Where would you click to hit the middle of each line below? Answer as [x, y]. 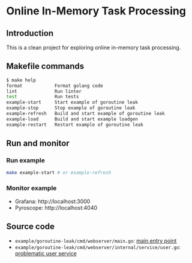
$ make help [21, 80]
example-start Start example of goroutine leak [72, 102]
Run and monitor [38, 143]
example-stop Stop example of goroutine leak [71, 108]
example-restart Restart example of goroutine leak [75, 125]
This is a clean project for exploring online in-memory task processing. [94, 47]
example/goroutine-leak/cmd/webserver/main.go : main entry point [96, 241]
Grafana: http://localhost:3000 [52, 201]
